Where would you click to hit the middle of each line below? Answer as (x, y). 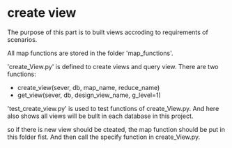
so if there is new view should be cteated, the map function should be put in (116, 129)
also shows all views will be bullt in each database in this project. (100, 116)
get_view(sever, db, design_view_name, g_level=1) (89, 95)
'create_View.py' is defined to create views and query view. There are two (113, 66)
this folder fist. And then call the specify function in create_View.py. (104, 137)
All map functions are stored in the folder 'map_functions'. (90, 53)
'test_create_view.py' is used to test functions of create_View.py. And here (113, 108)
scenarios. (22, 39)
